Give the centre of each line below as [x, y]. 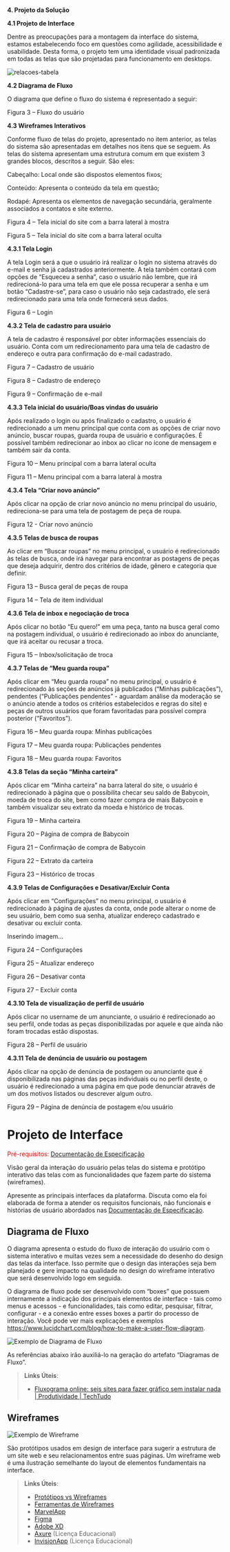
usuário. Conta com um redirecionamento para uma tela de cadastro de [108, 346]
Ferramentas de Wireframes [74, 1504]
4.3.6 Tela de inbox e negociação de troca [68, 613]
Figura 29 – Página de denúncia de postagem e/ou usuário [90, 1107]
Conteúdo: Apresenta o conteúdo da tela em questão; [83, 188]
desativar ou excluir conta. [45, 923]
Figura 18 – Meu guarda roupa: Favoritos [64, 758]
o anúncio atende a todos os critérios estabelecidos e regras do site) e [107, 703]
